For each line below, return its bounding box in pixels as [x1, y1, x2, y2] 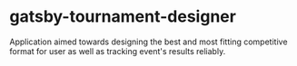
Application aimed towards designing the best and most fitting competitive [9, 36, 288, 47]
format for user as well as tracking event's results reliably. [9, 45, 226, 56]
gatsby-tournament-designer [9, 6, 236, 27]
